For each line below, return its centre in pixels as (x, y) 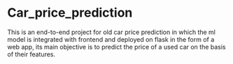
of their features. (31, 54)
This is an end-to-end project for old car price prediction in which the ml (111, 32)
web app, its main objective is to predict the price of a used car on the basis (116, 47)
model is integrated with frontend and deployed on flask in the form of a (111, 39)
